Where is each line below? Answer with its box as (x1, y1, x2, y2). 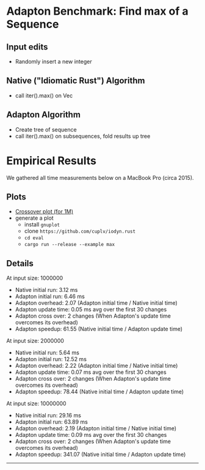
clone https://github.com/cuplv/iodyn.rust (24, 228, 136, 235)
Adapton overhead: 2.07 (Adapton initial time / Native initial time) (15, 299, 178, 307)
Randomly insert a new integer (15, 58, 93, 65)
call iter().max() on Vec (15, 92, 73, 99)
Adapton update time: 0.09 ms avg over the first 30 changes (15, 431, 167, 439)
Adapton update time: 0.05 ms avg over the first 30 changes (15, 306, 167, 313)
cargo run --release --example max (24, 242, 115, 248)
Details (6, 258, 34, 269)
